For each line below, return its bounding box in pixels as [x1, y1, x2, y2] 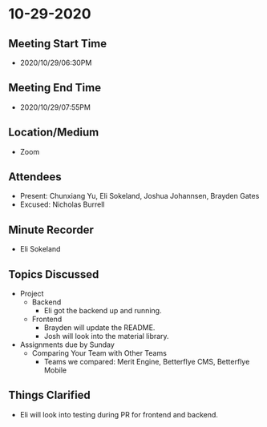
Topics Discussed [8, 268, 99, 281]
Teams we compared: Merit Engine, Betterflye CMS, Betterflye [43, 357, 250, 367]
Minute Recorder [8, 223, 94, 236]
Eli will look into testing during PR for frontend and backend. [19, 409, 219, 419]
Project [19, 289, 44, 299]
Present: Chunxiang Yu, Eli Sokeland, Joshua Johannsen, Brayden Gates [19, 191, 260, 201]
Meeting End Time [8, 81, 102, 95]
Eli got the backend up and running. [43, 306, 162, 316]
